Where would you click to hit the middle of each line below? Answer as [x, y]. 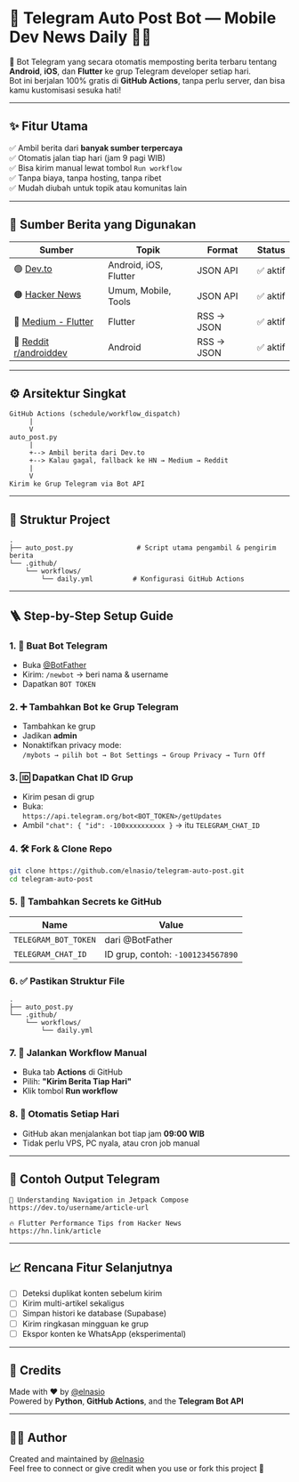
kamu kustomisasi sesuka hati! [65, 90]
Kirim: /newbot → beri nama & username [95, 674]
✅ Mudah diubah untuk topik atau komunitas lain [98, 188]
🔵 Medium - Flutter [54, 321]
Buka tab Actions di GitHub [72, 1072]
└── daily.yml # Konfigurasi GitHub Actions [143, 579]
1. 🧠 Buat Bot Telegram [59, 646]
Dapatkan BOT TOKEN [59, 683]
